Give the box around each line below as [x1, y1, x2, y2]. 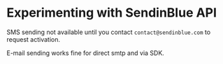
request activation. [6, 35, 61, 43]
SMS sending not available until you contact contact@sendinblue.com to [6, 28, 211, 36]
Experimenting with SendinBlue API [6, 5, 217, 21]
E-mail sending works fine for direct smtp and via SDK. [6, 49, 165, 57]
